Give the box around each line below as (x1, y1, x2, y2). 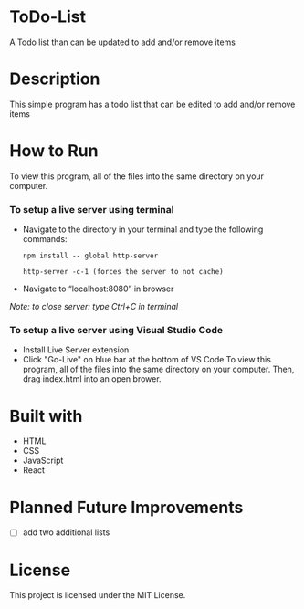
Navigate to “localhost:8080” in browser (22, 283, 174, 294)
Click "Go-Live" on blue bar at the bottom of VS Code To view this (22, 354, 272, 365)
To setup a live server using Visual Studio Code (9, 324, 224, 337)
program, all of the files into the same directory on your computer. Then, (22, 363, 295, 375)
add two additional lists (22, 527, 110, 538)
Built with (9, 405, 83, 426)
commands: (22, 234, 68, 245)
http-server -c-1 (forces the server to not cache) (22, 268, 224, 277)
